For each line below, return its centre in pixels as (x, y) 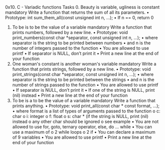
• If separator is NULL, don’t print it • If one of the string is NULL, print (83, 90)
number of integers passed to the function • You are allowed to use (81, 48)
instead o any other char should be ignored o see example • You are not (85, 121)
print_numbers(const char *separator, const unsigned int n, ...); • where (85, 37)
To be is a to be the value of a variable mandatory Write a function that (84, 100)
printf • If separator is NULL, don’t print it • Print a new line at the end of (85, 53)
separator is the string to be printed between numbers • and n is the (82, 43)
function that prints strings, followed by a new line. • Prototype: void (82, 69)
